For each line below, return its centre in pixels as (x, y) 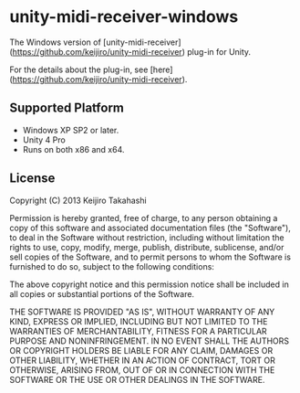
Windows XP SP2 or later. (71, 130)
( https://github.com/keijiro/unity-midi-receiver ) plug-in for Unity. (130, 51)
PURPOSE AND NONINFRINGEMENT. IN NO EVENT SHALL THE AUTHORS (150, 341)
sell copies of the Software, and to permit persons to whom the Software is (150, 257)
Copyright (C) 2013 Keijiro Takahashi (78, 200)
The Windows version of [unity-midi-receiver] (95, 42)
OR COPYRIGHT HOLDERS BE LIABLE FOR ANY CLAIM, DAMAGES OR (141, 350)
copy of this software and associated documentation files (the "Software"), (150, 228)
